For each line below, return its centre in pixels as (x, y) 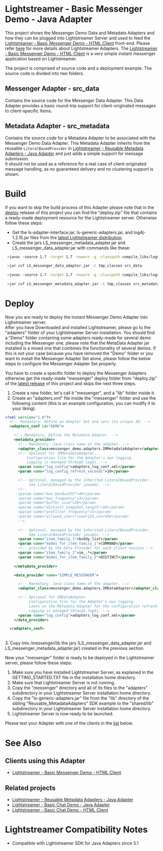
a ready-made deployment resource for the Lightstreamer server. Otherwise (81, 217)
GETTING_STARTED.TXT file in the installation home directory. (74, 677)
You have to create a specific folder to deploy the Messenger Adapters (76, 373)
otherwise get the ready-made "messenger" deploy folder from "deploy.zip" (81, 378)
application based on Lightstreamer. (41, 58)
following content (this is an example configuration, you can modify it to (84, 403)
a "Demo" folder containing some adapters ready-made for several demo (78, 338)
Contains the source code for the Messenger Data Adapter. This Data (74, 100)
